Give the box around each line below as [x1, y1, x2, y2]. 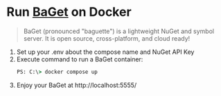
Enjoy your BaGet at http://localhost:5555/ [16, 81, 137, 89]
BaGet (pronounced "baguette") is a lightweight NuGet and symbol [23, 27, 215, 35]
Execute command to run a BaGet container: [16, 55, 143, 63]
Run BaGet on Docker [6, 4, 132, 20]
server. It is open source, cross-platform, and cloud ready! [23, 34, 191, 42]
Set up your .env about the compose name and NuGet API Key [16, 48, 195, 56]
